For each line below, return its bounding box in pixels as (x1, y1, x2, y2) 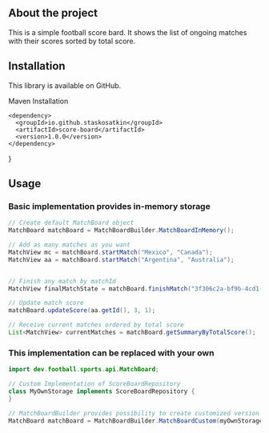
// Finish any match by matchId (8, 277, 116, 285)
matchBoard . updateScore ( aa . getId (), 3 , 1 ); (8, 307, 156, 315)
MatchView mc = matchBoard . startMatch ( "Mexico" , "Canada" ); (8, 248, 214, 256)
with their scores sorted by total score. (8, 36, 136, 46)
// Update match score (8, 299, 84, 307)
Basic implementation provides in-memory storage (8, 200, 211, 211)
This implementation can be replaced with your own (8, 347, 215, 359)
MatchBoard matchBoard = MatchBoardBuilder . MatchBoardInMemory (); (8, 227, 235, 235)
